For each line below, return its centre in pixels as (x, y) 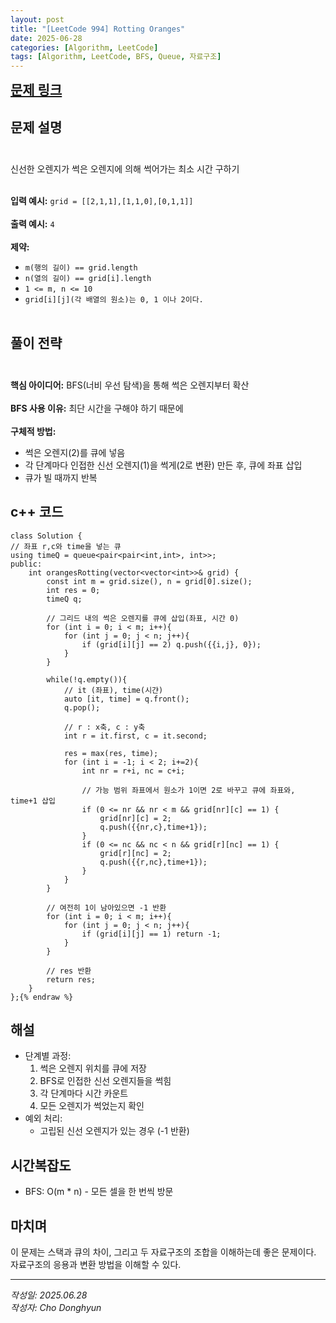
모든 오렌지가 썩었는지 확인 (92, 1106)
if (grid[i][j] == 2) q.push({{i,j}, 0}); (171, 644)
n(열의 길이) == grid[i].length (88, 278)
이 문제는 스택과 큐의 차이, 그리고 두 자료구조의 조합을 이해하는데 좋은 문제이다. (163, 1252)
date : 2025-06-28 (46, 38)
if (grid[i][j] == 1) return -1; (151, 934)
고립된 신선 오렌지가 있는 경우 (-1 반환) (114, 1131)
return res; (71, 979)
